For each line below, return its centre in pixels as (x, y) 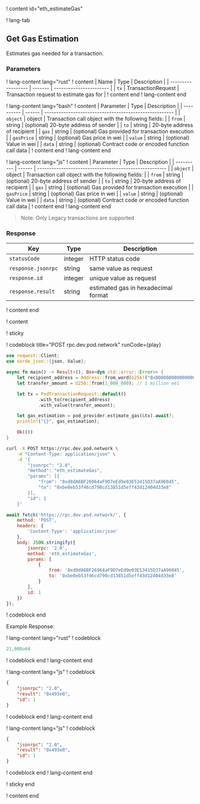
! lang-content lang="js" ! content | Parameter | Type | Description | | (90, 162)
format (99, 295)
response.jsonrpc (34, 269)
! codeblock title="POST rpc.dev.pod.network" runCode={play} (84, 345)
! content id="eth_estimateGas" (45, 9)
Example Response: (30, 627)
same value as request (121, 269)
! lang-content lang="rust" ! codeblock (54, 638)
